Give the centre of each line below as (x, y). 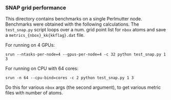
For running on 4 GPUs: (30, 45)
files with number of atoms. (34, 93)
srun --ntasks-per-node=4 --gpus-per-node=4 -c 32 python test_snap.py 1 (86, 55)
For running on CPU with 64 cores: (42, 69)
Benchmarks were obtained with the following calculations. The (72, 24)
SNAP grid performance (36, 8)
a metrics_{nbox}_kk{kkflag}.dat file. (45, 35)
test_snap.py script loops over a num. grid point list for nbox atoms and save (86, 30)
